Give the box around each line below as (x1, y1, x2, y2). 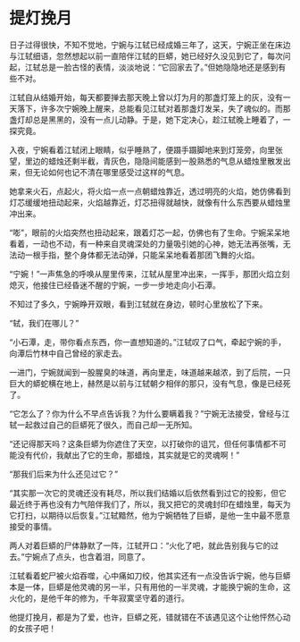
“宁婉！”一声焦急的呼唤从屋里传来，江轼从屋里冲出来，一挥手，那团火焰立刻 (9, 268, 290, 279)
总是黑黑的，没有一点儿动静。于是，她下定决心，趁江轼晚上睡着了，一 (32, 114, 291, 125)
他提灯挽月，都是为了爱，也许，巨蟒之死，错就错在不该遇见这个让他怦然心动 (9, 612, 291, 622)
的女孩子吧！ (9, 622, 56, 633)
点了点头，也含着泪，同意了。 (39, 551, 150, 562)
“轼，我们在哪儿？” (9, 317, 79, 328)
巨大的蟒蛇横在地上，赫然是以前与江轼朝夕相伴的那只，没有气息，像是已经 (9, 377, 283, 389)
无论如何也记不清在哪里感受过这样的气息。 (32, 166, 189, 177)
